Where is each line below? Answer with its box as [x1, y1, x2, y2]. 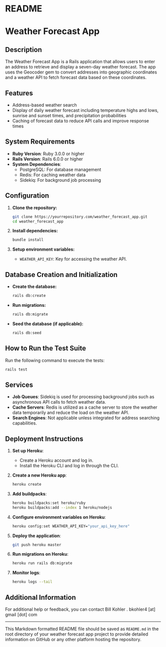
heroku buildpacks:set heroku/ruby [12, 500, 86, 505]
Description [5, 45, 42, 54]
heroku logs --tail [12, 579, 53, 584]
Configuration [5, 192, 49, 200]
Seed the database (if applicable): [12, 321, 83, 327]
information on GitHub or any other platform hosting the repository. [5, 636, 142, 642]
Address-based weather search [12, 102, 78, 108]
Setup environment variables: [12, 246, 75, 252]
